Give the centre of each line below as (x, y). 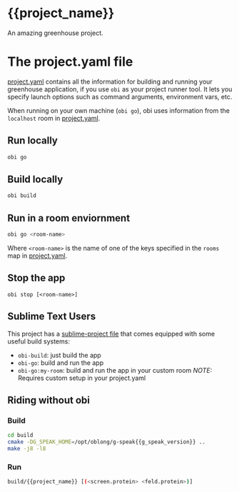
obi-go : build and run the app (61, 363)
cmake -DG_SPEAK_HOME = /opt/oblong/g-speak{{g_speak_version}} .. (106, 442)
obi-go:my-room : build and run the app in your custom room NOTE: (115, 370)
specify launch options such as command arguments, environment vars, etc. (120, 96)
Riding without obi (49, 400)
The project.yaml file (70, 62)
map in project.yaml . (37, 256)
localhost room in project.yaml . (54, 118)
